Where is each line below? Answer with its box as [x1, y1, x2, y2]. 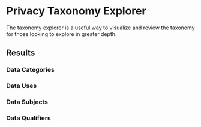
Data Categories [6, 66, 55, 74]
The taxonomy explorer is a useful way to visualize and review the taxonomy [6, 24, 195, 31]
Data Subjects [6, 98, 48, 106]
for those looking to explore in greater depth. [6, 30, 117, 37]
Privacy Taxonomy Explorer [6, 4, 146, 18]
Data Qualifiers [6, 114, 51, 122]
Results [6, 48, 35, 58]
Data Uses [6, 82, 37, 90]
